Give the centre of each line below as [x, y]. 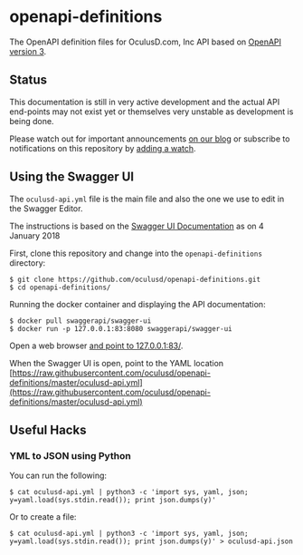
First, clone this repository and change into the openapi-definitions [136, 253]
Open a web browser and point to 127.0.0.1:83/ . [96, 346]
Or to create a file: [43, 517]
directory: [28, 263]
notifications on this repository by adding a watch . [103, 148]
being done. [32, 121]
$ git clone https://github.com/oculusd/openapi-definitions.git [135, 279]
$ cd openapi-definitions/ [60, 287]
